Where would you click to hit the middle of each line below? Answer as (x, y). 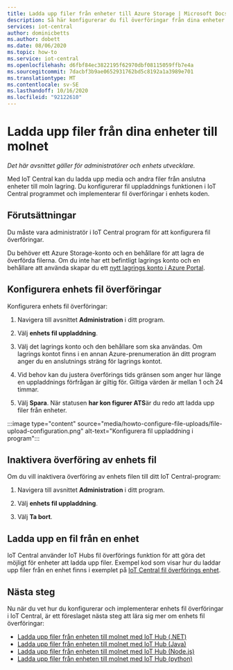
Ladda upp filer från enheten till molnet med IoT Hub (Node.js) (106, 651)
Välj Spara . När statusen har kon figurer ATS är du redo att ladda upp (116, 403)
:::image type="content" (42, 423)
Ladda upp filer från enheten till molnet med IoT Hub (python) (105, 659)
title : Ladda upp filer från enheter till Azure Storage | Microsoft (110, 14)
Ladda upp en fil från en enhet (73, 539)
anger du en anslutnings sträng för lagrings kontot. (90, 361)
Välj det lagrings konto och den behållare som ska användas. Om (110, 346)
